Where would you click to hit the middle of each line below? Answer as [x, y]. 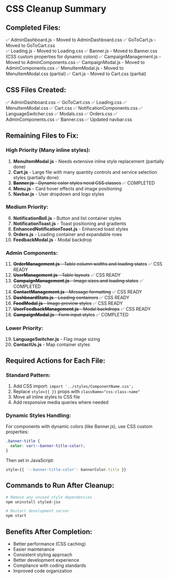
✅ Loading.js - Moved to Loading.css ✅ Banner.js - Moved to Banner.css [82, 51]
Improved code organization [43, 571]
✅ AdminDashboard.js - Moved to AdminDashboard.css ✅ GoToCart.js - [81, 40]
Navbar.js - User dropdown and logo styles [59, 194]
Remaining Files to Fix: [42, 136]
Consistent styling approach [43, 555]
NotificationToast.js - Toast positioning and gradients [70, 223]
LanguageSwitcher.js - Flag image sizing [57, 339]
